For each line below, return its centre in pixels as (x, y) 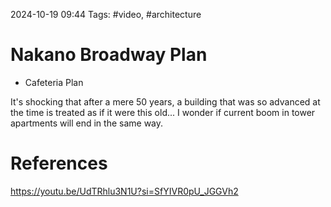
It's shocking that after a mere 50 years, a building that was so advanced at (165, 101)
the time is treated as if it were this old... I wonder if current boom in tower (163, 112)
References (59, 163)
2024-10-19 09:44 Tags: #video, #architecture (106, 14)
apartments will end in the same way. (87, 123)
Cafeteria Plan (54, 82)
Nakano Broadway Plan (109, 55)
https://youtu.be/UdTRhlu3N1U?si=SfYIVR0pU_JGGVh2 (124, 191)
